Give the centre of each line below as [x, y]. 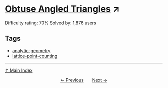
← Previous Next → [84, 80]
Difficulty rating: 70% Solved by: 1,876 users [51, 23]
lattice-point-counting [35, 56]
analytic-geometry [31, 50]
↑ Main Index [19, 70]
